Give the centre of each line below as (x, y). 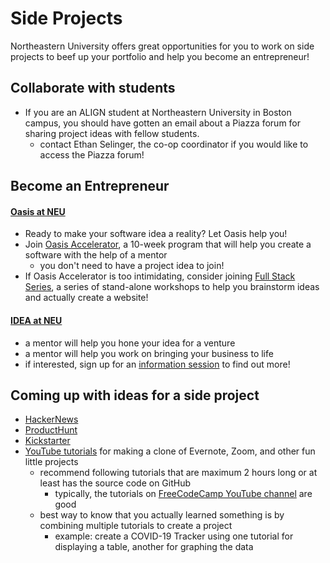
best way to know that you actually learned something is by (162, 515)
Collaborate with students (93, 88)
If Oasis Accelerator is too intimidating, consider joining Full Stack (160, 276)
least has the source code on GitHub (115, 483)
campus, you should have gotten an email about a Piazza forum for (163, 123)
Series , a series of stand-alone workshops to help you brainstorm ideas (172, 287)
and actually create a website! (86, 298)
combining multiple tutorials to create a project (136, 526)
